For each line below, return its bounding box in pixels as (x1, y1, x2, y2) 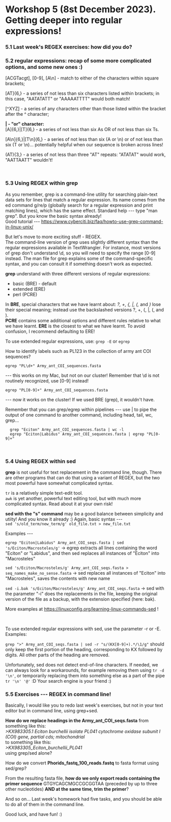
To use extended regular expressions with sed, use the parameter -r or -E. (5, 626, 161, 632)
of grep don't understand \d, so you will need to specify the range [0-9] (5, 250, 156, 256)
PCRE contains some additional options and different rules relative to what (5, 317, 161, 323)
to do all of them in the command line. (5, 802, 85, 808)
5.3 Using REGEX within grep (5, 179, 78, 187)
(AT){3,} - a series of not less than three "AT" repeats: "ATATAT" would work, (5, 151, 166, 158)
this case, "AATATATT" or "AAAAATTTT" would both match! (5, 96, 130, 102)
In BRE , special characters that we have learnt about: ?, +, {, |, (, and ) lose (5, 301, 161, 307)
